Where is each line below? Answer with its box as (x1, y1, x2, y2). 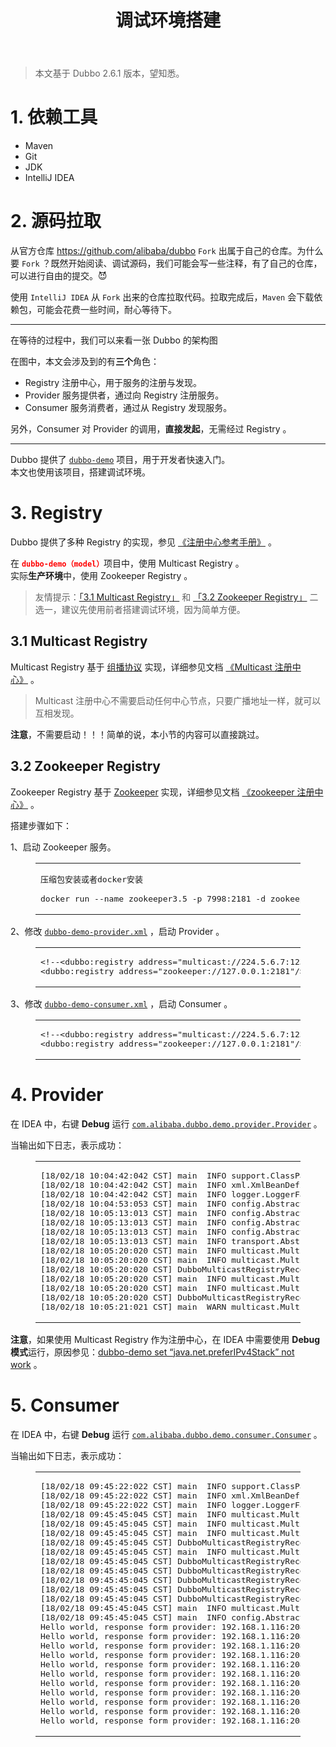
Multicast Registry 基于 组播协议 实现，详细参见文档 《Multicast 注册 (10, 661, 293, 673)
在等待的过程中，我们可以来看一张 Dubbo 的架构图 (10, 334, 218, 346)
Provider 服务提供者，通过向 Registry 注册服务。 (24, 389, 225, 401)
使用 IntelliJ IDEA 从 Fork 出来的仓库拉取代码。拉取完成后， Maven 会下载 (10, 291, 315, 303)
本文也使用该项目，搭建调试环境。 (10, 466, 151, 478)
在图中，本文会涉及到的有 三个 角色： (10, 356, 160, 368)
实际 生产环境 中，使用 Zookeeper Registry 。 (10, 570, 193, 581)
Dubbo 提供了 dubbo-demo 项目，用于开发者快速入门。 (10, 454, 231, 466)
